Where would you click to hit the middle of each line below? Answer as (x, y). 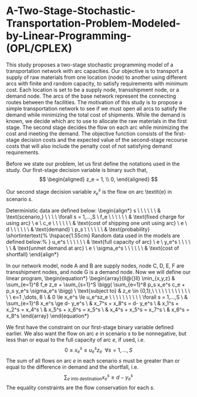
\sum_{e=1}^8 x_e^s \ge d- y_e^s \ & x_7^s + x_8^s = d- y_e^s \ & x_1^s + (92, 303)
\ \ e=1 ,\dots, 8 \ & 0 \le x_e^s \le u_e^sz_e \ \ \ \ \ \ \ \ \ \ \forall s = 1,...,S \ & (97, 297)
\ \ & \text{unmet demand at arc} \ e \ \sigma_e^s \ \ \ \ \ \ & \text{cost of (93, 248)
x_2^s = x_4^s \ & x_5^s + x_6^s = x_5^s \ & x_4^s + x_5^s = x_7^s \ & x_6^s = (98, 310)
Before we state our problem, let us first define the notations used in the (93, 164)
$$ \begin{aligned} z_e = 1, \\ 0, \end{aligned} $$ (98, 179)
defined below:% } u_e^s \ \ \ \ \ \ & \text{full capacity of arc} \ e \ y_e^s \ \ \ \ (98, 242)
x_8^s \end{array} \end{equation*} (48, 316)
